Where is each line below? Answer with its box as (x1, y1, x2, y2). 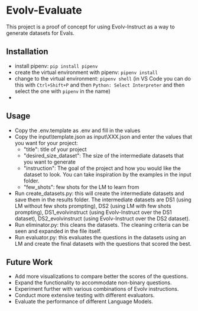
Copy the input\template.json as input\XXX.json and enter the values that (14, 133, 193, 140)
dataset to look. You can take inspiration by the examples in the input (23, 171, 191, 178)
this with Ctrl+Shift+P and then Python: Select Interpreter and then (14, 81, 185, 88)
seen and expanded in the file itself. (14, 227, 102, 235)
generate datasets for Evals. (6, 29, 75, 36)
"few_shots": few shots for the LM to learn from (23, 183, 139, 190)
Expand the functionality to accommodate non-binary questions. (14, 279, 172, 286)
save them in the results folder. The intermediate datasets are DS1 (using (14, 196, 192, 203)
